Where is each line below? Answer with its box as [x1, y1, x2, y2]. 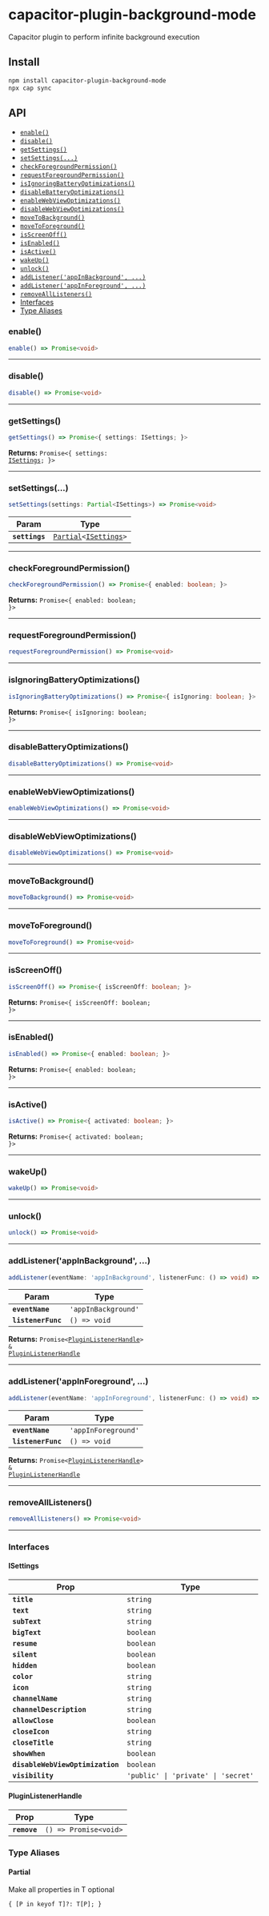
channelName [12, 1693, 58, 1703]
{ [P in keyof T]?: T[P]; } [8, 1900, 102, 1909]
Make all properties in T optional [8, 1885, 114, 1894]
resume [12, 1639, 38, 1648]
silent [12, 1649, 38, 1659]
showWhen [12, 1749, 46, 1758]
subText [12, 1617, 42, 1626]
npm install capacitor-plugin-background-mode [8, 76, 167, 85]
